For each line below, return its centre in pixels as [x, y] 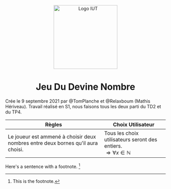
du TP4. [13, 112]
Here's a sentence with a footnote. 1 [43, 166]
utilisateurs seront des [131, 139]
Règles [53, 124]
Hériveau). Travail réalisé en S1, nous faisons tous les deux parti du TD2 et [83, 106]
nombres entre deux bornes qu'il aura [53, 143]
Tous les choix [121, 133]
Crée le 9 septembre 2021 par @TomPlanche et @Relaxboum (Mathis [78, 101]
